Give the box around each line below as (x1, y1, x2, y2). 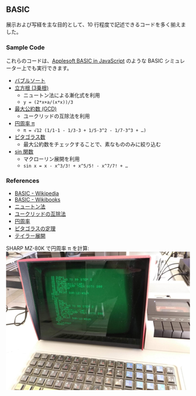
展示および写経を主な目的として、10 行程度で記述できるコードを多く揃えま (6, 21, 187, 28)
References (6, 177, 40, 185)
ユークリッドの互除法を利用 (23, 112, 90, 120)
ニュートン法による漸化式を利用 (23, 92, 100, 99)
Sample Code (6, 43, 45, 52)
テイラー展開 (14, 233, 45, 240)
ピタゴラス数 (14, 134, 45, 141)
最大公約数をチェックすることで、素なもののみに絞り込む (23, 141, 162, 148)
